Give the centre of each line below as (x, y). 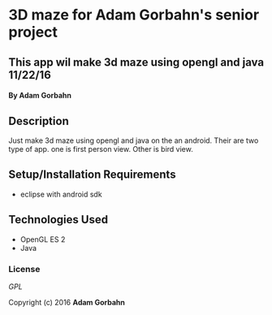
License (24, 269)
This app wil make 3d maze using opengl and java (136, 62)
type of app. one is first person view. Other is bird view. (101, 149)
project (33, 32)
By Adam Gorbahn (40, 96)
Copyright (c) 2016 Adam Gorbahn (67, 302)
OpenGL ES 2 (43, 239)
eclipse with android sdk (61, 194)
